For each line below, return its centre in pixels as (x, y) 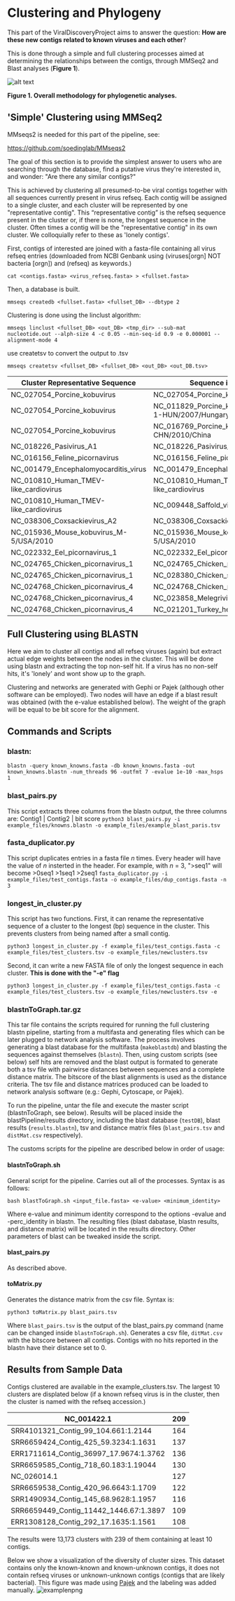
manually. (21, 1590)
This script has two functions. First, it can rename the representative (106, 919)
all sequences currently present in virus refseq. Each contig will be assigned (117, 197)
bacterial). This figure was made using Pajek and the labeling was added (112, 1582)
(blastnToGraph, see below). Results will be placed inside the (95, 1113)
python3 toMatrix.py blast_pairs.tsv (62, 1313)
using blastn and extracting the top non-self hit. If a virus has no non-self (113, 666)
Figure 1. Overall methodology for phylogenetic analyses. (92, 95)
